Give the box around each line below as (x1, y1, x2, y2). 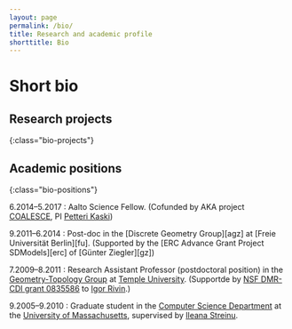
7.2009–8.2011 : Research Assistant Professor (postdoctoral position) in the (9, 264, 284, 276)
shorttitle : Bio (9, 37, 69, 47)
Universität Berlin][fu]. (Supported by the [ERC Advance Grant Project (9, 237, 264, 249)
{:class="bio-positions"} (9, 184, 98, 196)
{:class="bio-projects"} (9, 135, 95, 146)
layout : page (9, 12, 58, 22)
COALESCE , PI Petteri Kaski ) (9, 211, 114, 222)
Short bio (9, 76, 79, 96)
